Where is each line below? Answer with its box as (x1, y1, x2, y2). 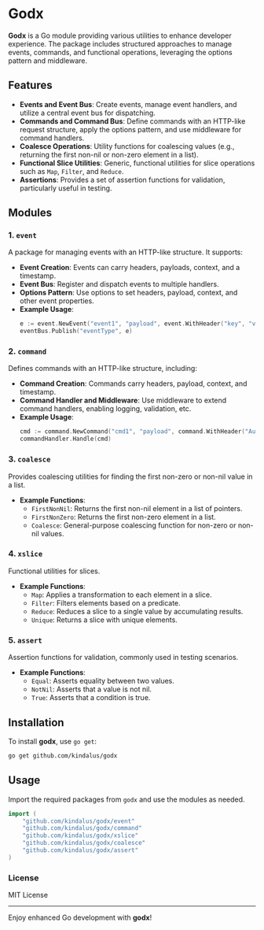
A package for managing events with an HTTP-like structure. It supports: (8, 247, 244, 257)
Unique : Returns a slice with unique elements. (31, 615, 178, 624)
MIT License (8, 891, 49, 900)
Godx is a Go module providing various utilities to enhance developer (8, 31, 232, 40)
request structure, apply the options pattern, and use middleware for (19, 124, 242, 134)
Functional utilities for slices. (8, 566, 101, 576)
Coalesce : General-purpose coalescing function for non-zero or (31, 521, 236, 530)
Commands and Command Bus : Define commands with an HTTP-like (19, 116, 246, 126)
